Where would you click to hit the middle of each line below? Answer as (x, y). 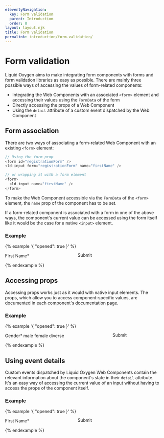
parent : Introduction (32, 19)
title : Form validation (29, 32)
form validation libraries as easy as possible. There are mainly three (73, 80)
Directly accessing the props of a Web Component (63, 105)
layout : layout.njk (25, 28)
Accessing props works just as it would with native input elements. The (77, 292)
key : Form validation (32, 14)
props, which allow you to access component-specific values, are (71, 297)
